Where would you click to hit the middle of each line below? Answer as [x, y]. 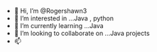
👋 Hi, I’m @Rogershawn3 [50, 11]
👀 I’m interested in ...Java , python [64, 18]
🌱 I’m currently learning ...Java [59, 26]
